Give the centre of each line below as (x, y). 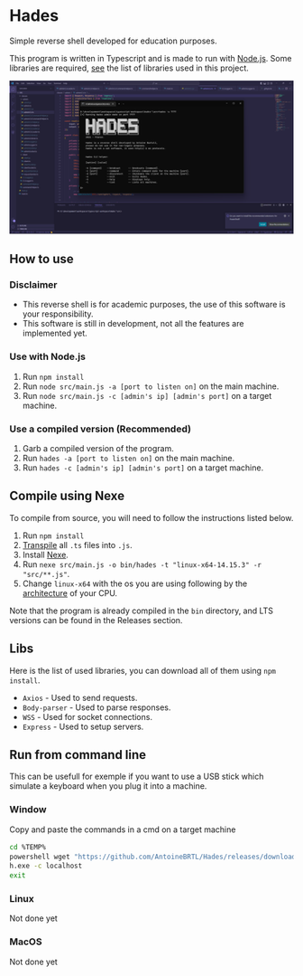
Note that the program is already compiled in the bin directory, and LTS (141, 611)
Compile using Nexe (67, 496)
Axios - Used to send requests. (80, 697)
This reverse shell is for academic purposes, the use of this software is (154, 305)
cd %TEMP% (28, 847)
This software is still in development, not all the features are (133, 324)
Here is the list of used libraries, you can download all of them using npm (143, 670)
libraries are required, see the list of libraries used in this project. (129, 68)
